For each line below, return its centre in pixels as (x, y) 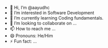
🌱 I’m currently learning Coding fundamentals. (56, 18)
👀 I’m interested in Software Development (52, 13)
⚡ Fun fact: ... (23, 41)
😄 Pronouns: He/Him (31, 36)
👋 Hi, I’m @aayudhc (30, 8)
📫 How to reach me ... (33, 29)
